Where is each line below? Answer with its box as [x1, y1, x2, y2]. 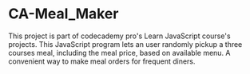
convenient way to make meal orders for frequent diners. [8, 56, 196, 66]
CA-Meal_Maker [8, 5, 119, 23]
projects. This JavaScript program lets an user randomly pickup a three [8, 39, 243, 49]
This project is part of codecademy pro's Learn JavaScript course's [8, 31, 231, 41]
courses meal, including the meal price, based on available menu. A [8, 48, 231, 57]
